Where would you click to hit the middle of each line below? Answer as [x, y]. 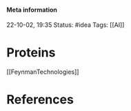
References [40, 100]
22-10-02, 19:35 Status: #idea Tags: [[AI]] [65, 25]
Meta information [32, 10]
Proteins [31, 53]
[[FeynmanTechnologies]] [43, 72]
